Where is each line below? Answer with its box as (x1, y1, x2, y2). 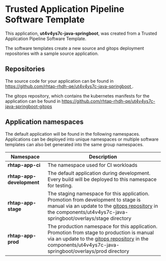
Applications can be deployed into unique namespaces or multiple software (5, 136, 159, 142)
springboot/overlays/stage (47, 214, 110, 221)
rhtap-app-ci (7, 161, 41, 168)
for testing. (47, 182, 73, 189)
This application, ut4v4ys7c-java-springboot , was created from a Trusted (5, 30, 157, 36)
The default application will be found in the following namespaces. (5, 131, 140, 137)
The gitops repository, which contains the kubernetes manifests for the (5, 93, 150, 99)
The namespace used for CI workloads (47, 161, 137, 168)
